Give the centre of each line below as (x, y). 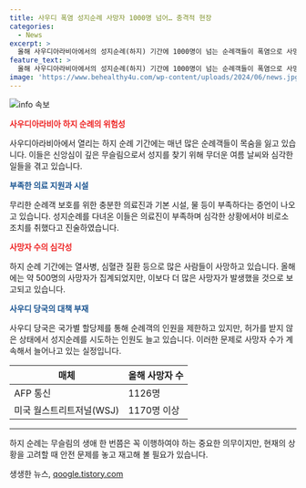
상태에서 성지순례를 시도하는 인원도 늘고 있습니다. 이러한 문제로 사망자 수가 (151, 339)
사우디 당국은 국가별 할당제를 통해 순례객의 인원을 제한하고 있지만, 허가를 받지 (147, 327)
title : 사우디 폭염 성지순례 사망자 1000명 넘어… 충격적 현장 (111, 18)
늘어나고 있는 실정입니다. (77, 350)
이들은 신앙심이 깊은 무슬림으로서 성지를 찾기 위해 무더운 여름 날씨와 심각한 (161, 154)
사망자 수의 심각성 (41, 246)
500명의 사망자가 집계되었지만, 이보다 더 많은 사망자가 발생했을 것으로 (160, 277)
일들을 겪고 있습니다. (46, 166)
